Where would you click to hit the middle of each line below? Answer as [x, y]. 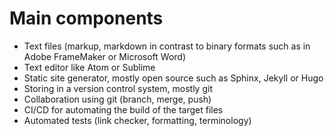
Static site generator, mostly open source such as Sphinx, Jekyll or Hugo [173, 78]
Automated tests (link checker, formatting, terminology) [137, 120]
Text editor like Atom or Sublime [89, 67]
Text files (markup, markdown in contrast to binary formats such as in [167, 46]
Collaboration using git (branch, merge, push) [117, 99]
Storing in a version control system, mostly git [118, 88]
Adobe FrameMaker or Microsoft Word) [105, 56]
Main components [86, 18]
